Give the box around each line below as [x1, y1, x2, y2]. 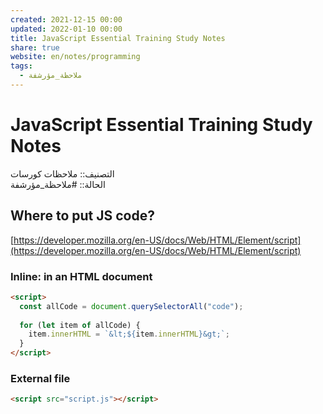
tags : [10, 61, 33, 71]
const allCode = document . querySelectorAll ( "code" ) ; [19, 301, 244, 311]
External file [10, 371, 71, 385]
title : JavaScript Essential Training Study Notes [10, 33, 226, 43]
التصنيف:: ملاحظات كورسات [10, 167, 115, 180]
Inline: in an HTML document [10, 269, 153, 283]
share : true [10, 42, 60, 53]
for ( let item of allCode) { [19, 320, 141, 330]
